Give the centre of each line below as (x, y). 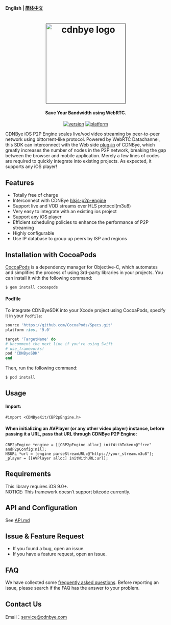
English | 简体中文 (24, 8)
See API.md (18, 520)
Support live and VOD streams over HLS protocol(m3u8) (72, 206)
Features (20, 183)
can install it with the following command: (49, 278)
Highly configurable (33, 233)
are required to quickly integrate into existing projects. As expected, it (78, 161)
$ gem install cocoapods (32, 287)
